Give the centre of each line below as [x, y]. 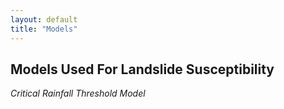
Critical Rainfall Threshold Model [78, 93]
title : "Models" [44, 29]
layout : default [44, 19]
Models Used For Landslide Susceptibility [142, 69]
